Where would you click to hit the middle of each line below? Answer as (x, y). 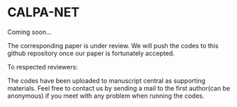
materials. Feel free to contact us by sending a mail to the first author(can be (119, 88)
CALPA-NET (44, 12)
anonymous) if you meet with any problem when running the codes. (106, 96)
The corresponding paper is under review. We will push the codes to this (113, 45)
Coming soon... (29, 32)
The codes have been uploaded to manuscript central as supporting (106, 80)
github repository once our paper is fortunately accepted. (91, 53)
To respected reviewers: (42, 67)
